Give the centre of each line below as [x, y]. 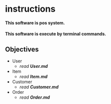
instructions [30, 9]
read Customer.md [39, 87]
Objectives [22, 49]
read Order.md [35, 97]
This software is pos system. [35, 22]
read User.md [33, 66]
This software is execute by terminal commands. [56, 34]
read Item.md [33, 77]
